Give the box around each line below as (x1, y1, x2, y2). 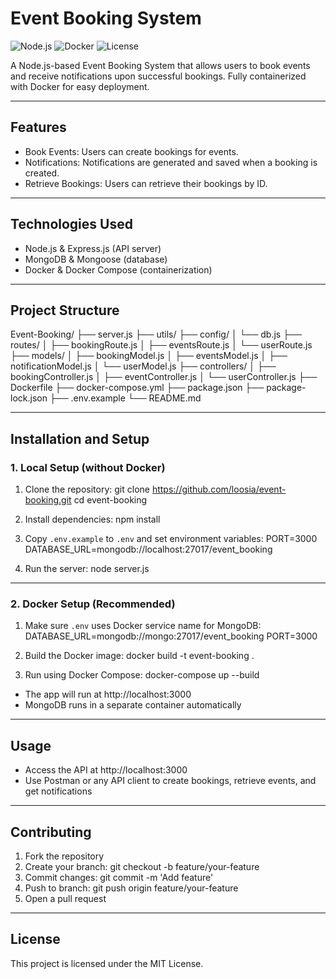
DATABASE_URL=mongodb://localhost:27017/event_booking (24, 543, 273, 556)
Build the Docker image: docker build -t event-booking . (24, 650, 255, 662)
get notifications (24, 785, 93, 797)
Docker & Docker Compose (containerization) (24, 263, 213, 276)
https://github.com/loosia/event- (151, 483, 287, 496)
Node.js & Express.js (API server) (24, 242, 162, 254)
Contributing (10, 823, 92, 841)
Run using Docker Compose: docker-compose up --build (24, 669, 260, 681)
